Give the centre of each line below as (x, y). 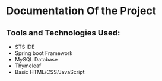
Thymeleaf (28, 66)
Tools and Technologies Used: (63, 33)
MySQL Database (36, 59)
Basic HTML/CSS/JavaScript (50, 72)
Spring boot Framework (44, 53)
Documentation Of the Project (81, 11)
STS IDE (25, 47)
